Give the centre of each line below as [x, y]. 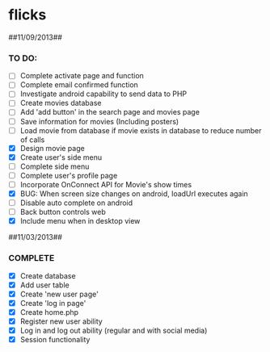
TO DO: [23, 58]
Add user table [45, 285]
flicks [27, 15]
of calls [32, 140]
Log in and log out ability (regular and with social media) [114, 330]
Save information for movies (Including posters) [99, 121]
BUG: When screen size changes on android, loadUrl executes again [134, 193]
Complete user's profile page [69, 175]
